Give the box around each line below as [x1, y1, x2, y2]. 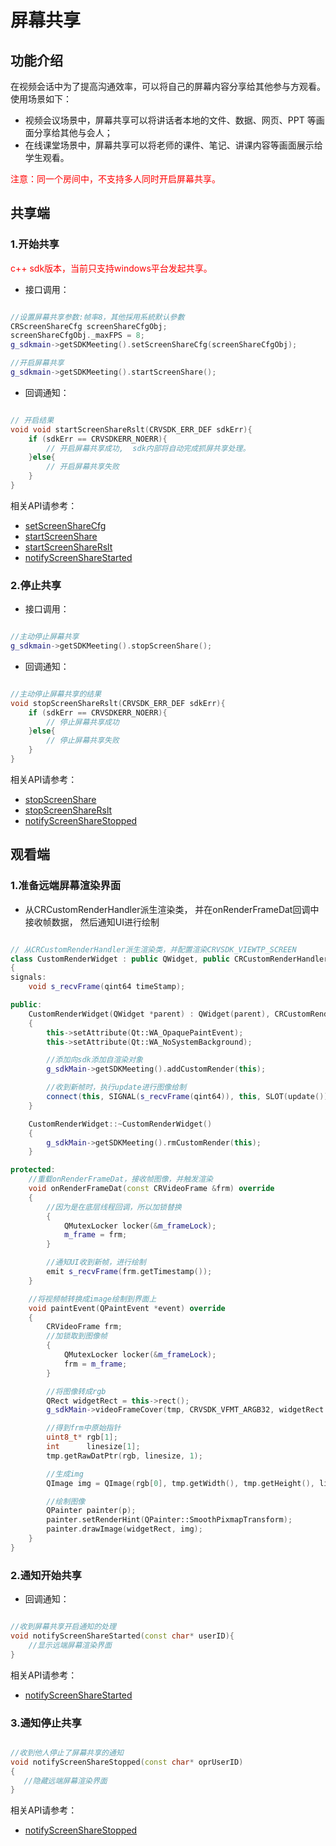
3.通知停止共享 [10, 1716, 82, 1730]
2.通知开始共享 [10, 1568, 82, 1582]
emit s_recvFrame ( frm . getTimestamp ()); [46, 1267, 213, 1277]
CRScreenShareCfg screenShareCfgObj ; [10, 321, 168, 331]
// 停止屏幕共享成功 [46, 717, 120, 727]
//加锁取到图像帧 [46, 1331, 108, 1341]
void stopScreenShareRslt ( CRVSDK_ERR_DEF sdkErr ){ [10, 698, 226, 708]
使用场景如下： [10, 93, 72, 105]
